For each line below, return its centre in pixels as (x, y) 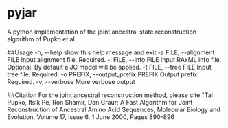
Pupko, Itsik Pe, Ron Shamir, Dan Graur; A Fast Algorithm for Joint (100, 102)
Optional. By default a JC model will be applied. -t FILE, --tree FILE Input (109, 67)
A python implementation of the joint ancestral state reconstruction (102, 32)
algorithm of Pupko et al (41, 39)
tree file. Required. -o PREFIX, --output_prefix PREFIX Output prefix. (103, 74)
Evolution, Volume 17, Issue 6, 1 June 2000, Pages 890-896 (91, 117)
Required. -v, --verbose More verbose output (71, 81)
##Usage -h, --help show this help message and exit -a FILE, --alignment (111, 52)
